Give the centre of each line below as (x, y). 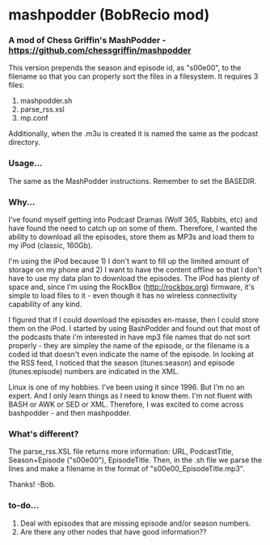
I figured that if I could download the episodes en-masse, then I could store (134, 320)
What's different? (44, 434)
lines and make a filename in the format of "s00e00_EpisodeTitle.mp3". (127, 469)
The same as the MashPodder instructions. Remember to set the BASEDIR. (133, 181)
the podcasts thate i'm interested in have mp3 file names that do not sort (129, 337)
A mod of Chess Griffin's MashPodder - (87, 40)
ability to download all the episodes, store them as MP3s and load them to (131, 237)
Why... (22, 202)
